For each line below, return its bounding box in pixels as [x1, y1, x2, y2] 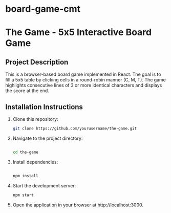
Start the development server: [12, 182, 76, 188]
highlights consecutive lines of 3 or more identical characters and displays [5, 82, 162, 89]
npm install [12, 173, 38, 178]
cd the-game [12, 150, 38, 155]
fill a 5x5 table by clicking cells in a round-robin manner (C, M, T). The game [5, 77, 166, 83]
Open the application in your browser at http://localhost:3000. [12, 202, 143, 208]
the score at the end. [5, 88, 50, 94]
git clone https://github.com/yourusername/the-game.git [12, 126, 137, 131]
